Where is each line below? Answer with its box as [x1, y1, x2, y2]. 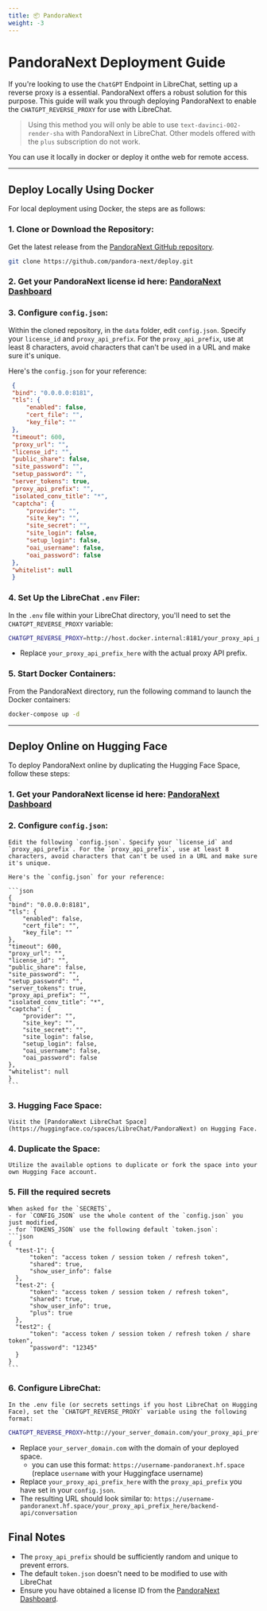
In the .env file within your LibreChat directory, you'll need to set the [8, 610, 231, 620]
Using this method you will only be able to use [27, 120, 179, 129]
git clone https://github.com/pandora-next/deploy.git [8, 257, 194, 265]
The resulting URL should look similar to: [19, 1493, 153, 1503]
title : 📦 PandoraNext [8, 11, 83, 20]
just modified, [8, 1219, 59, 1227]
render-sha [27, 130, 64, 138]
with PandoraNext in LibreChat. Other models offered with [65, 129, 256, 138]
